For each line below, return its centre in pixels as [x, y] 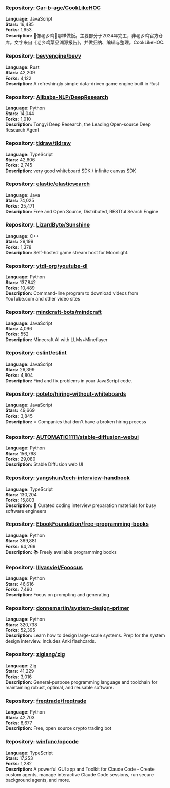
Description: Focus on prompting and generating [57, 595]
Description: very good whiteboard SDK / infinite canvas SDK [71, 171]
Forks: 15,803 [20, 500]
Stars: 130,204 [21, 494]
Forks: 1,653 [18, 30]
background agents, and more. [38, 780]
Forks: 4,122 [18, 78]
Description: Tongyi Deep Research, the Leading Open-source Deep [78, 124]
